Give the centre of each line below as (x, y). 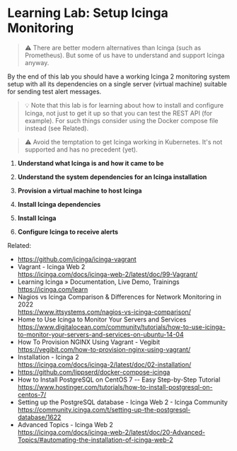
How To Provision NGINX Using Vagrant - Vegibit (89, 342)
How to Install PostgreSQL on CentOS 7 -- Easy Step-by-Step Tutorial (119, 379)
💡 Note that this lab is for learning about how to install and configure (124, 105)
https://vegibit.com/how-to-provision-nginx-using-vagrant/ (104, 349)
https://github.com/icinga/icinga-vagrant (77, 259)
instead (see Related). (57, 128)
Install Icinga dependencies (59, 204)
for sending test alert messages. (54, 91)
